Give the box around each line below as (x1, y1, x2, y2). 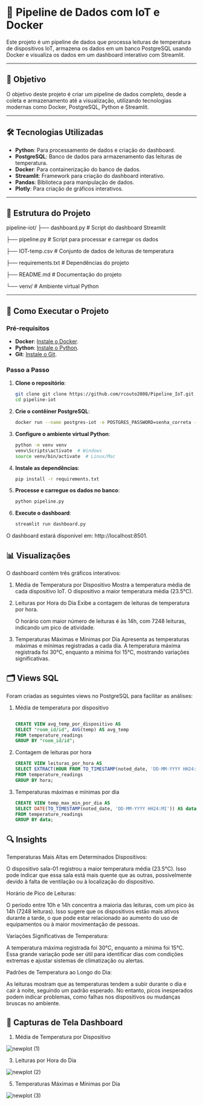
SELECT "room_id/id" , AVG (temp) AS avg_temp (14, 726, 129, 732)
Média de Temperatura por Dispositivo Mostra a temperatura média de (14, 581, 191, 588)
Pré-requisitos (6, 324, 50, 332)
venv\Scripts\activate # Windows (14, 448, 102, 454)
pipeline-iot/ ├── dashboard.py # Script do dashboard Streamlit (6, 224, 166, 232)
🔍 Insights (6, 834, 47, 844)
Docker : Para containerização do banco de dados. (14, 166, 141, 173)
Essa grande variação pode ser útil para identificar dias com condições (6, 951, 184, 958)
